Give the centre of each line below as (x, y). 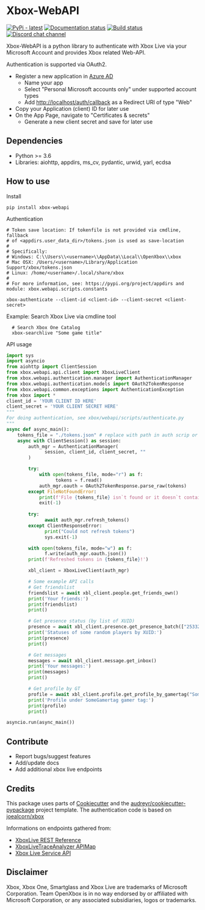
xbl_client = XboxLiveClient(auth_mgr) (79, 571)
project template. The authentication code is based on (104, 810)
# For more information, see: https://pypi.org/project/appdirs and (95, 283)
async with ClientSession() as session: (69, 441)
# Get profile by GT (54, 689)
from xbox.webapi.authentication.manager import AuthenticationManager (99, 378)
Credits (21, 789)
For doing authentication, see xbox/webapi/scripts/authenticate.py (95, 418)
